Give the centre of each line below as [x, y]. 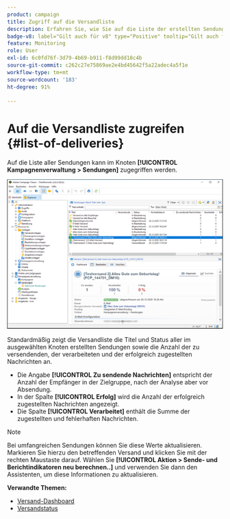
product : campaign [33, 14]
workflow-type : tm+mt [38, 72]
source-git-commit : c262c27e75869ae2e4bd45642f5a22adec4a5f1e [98, 65]
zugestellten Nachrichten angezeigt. [68, 404]
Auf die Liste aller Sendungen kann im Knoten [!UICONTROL [92, 163]
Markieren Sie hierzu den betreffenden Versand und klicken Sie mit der [107, 452]
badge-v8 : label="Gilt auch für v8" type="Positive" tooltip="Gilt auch [113, 36]
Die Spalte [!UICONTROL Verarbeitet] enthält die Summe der [103, 411]
